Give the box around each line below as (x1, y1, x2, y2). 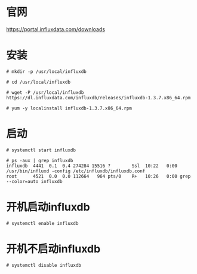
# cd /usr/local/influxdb (6, 79, 70, 85)
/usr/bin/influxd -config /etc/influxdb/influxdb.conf (6, 168, 146, 174)
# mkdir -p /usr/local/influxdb (6, 68, 87, 75)
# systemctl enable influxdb (6, 220, 79, 226)
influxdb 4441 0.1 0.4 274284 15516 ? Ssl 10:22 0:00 (6, 163, 178, 169)
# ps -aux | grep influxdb (6, 157, 73, 163)
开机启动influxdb (6, 200, 91, 214)
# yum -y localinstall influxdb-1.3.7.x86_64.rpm (6, 105, 133, 111)
